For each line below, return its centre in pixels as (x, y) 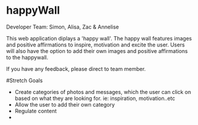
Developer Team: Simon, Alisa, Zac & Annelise (63, 27)
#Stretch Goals (24, 80)
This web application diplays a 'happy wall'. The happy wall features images (99, 38)
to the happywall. (27, 57)
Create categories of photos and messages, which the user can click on (103, 92)
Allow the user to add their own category (65, 104)
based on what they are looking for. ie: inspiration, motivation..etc (95, 98)
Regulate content (36, 111)
